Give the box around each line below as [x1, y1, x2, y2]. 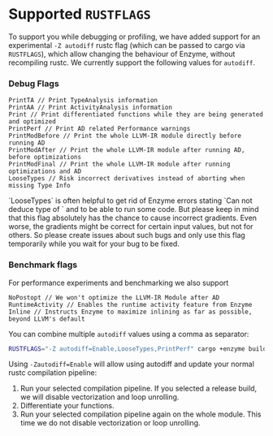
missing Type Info [8, 182, 71, 190]
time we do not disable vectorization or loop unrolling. [19, 418, 201, 428]
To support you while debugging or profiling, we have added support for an [8, 32, 261, 41]
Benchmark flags [8, 259, 78, 270]
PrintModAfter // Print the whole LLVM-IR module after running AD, [8, 146, 245, 154]
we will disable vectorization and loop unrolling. [19, 392, 180, 402]
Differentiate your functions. [19, 401, 115, 411]
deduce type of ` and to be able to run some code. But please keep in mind [8, 205, 259, 214]
